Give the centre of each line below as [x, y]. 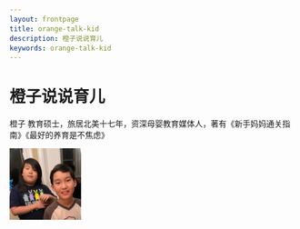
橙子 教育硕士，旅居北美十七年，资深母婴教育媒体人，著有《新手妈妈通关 [146, 124]
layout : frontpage [44, 19]
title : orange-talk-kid [55, 29]
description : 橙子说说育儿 [56, 38]
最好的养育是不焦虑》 [69, 135]
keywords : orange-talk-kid [60, 48]
